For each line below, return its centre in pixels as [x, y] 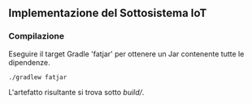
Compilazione [37, 36]
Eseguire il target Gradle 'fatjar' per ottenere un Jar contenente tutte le [126, 54]
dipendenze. [29, 62]
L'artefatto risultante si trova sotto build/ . [76, 92]
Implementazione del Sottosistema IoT [108, 13]
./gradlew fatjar [38, 77]
